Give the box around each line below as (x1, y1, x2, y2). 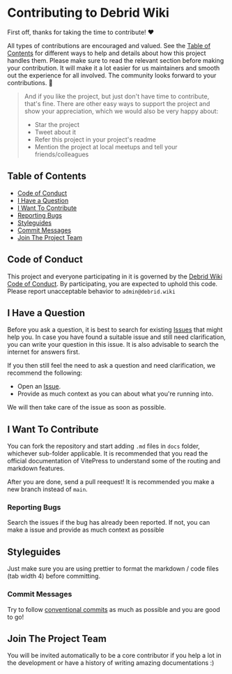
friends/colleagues (34, 150, 89, 158)
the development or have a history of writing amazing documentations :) (7, 659, 215, 667)
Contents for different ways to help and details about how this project (7, 49, 207, 57)
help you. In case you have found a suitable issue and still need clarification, (7, 333, 226, 341)
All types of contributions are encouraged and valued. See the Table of (7, 41, 211, 50)
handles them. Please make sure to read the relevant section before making (7, 56, 224, 64)
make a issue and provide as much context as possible (7, 525, 165, 534)
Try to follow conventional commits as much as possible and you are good (7, 605, 221, 613)
